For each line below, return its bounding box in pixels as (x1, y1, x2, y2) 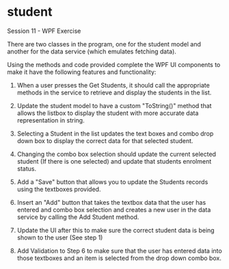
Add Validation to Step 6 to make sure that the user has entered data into (16, 246, 222, 255)
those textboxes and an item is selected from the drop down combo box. (16, 254, 222, 262)
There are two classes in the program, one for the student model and (7, 40, 202, 48)
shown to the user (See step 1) (16, 233, 103, 242)
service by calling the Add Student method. (16, 213, 139, 221)
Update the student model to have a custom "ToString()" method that (16, 101, 212, 110)
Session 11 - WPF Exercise (7, 27, 81, 35)
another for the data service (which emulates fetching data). (7, 47, 176, 55)
